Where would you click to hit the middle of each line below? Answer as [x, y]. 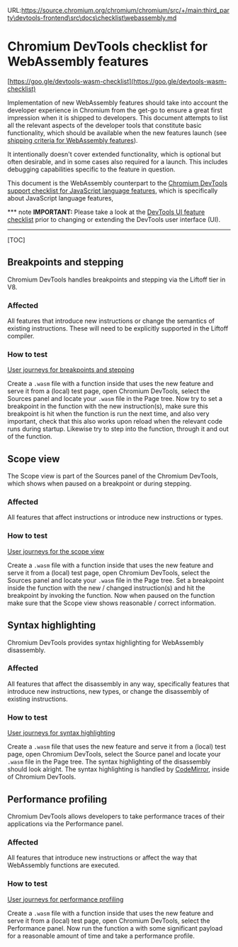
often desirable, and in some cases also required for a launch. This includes [118, 161]
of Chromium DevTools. [42, 777]
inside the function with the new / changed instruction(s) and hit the [106, 588]
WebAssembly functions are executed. [64, 865]
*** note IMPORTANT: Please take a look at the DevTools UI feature [106, 212]
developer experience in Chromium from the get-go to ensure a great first [115, 110]
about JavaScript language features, [61, 198]
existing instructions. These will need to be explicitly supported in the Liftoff [118, 328]
